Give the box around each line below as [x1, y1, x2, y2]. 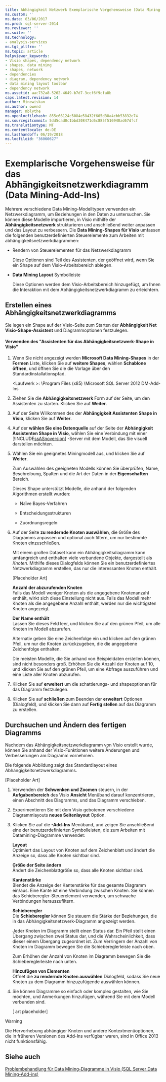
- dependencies [5, 72, 37, 77]
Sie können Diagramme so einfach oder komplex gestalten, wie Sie [12, 988, 149, 994]
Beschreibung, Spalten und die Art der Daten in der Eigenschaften [12, 471, 148, 477]
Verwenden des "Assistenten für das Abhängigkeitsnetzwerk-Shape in [5, 339, 154, 345]
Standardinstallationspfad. [12, 371, 66, 377]
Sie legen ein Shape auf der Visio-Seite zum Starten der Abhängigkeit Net [5, 322, 157, 328]
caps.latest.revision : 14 [5, 95, 58, 100]
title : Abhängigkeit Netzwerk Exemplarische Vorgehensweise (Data [5, 7, 145, 12]
